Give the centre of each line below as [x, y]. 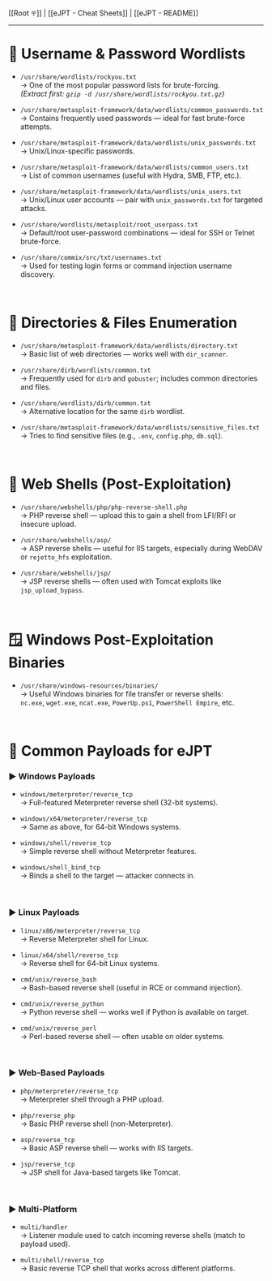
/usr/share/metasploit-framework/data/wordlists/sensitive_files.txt [140, 427]
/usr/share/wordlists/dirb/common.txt [85, 403]
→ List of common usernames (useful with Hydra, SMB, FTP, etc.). [130, 175]
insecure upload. [48, 524]
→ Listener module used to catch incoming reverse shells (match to [132, 1236]
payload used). [45, 1244]
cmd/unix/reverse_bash [58, 979]
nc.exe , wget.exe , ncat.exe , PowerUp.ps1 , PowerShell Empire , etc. [127, 702]
